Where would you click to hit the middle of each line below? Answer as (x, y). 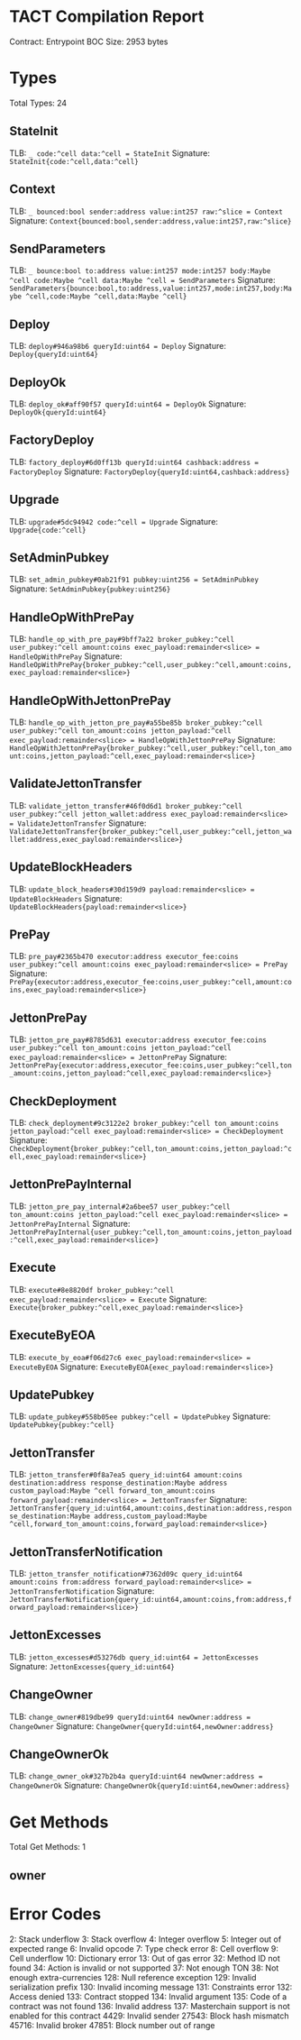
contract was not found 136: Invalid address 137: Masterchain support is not (150, 2006)
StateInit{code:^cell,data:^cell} (74, 161)
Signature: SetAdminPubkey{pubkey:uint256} (90, 589)
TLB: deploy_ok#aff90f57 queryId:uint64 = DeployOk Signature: (128, 404)
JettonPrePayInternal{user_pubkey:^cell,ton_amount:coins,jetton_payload (151, 1232)
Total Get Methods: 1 (47, 1847)
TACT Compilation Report (107, 17)
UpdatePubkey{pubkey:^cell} (62, 1425)
